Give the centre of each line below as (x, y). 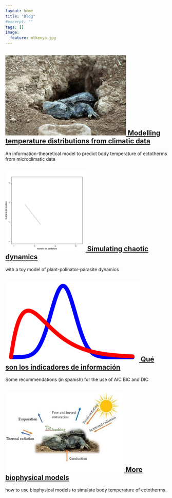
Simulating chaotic (118, 249)
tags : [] (15, 27)
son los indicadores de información (63, 367)
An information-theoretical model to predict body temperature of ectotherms (86, 154)
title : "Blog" (21, 16)
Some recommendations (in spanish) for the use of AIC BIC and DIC (77, 379)
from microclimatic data (30, 159)
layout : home (19, 11)
